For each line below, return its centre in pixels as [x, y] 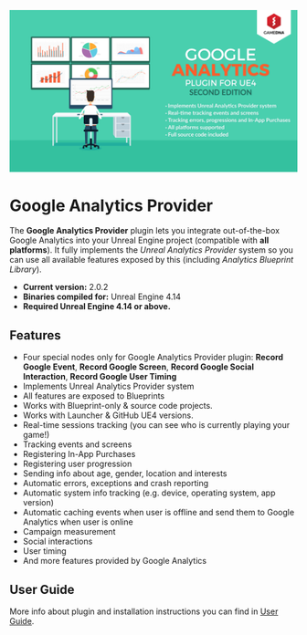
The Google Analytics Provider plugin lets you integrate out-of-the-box [145, 231]
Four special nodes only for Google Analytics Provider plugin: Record [153, 358]
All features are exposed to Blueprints [94, 396]
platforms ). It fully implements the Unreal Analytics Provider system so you [152, 250]
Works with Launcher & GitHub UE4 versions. [108, 415]
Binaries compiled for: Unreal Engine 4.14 [101, 297]
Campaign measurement [69, 532]
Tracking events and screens [77, 444]
